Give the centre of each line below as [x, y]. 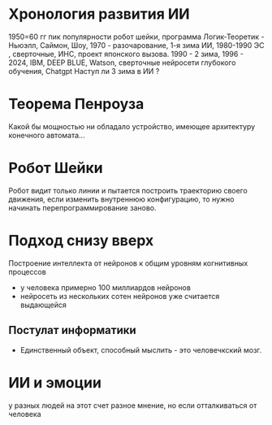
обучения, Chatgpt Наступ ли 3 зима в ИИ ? [84, 71]
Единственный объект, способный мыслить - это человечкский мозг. [141, 349]
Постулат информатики [72, 330]
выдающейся [43, 305]
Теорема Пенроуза [76, 104]
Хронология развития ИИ [99, 14]
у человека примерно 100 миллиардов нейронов [105, 287]
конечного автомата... [47, 135]
